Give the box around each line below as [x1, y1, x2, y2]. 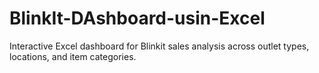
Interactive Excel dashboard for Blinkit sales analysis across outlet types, [9, 40, 310, 52]
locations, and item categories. [9, 50, 137, 62]
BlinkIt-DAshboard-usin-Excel [9, 7, 266, 30]
